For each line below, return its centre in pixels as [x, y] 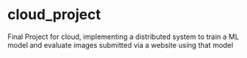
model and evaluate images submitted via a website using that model [120, 44]
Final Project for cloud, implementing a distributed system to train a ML [123, 37]
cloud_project [54, 15]
